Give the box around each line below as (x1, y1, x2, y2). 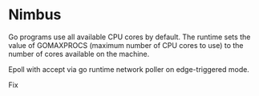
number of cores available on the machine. (8, 49, 150, 58)
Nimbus (8, 6, 62, 24)
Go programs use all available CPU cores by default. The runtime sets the (8, 32, 251, 42)
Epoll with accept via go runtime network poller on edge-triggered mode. (8, 64, 250, 74)
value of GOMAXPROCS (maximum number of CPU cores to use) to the (8, 40, 244, 50)
